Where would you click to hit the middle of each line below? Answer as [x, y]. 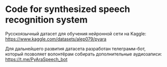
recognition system [46, 20]
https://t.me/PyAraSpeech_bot [36, 59]
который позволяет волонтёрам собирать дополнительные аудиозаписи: [84, 54]
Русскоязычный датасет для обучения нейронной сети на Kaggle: [76, 33]
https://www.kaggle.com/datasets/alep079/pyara [56, 39]
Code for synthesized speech [68, 9]
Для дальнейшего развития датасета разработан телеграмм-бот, [75, 48]
